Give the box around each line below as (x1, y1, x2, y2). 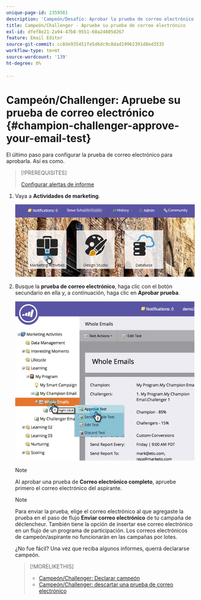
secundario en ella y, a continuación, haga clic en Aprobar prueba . (14, 289, 181, 296)
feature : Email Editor (6, 35, 63, 41)
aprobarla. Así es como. (6, 158, 65, 165)
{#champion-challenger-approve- (6, 119, 179, 132)
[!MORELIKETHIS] (29, 563, 74, 570)
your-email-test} (6, 131, 92, 145)
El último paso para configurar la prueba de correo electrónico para (6, 151, 173, 158)
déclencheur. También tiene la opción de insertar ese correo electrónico (14, 520, 193, 527)
